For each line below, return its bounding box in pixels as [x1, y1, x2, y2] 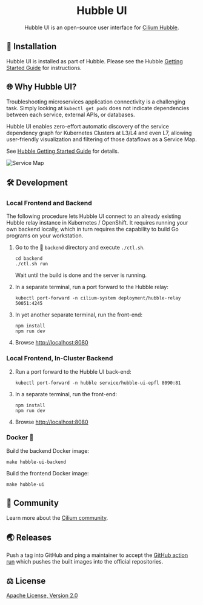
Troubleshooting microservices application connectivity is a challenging [6, 98, 186, 105]
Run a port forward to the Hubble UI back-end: [15, 368, 131, 375]
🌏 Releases [6, 533, 52, 543]
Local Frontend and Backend [6, 198, 92, 207]
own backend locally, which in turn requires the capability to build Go [6, 226, 179, 233]
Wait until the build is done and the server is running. [15, 271, 147, 279]
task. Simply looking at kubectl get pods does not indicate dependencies [6, 104, 190, 111]
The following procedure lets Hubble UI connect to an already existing [6, 212, 181, 220]
